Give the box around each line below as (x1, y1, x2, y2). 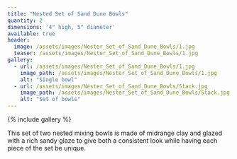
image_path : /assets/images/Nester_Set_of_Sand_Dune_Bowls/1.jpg (20, 69, 218, 76)
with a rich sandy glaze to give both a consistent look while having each (7, 136, 218, 145)
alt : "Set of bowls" (20, 96, 81, 103)
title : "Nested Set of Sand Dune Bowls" (7, 10, 129, 18)
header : (7, 37, 31, 44)
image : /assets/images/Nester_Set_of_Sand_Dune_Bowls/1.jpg (13, 43, 195, 50)
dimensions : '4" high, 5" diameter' (7, 23, 116, 30)
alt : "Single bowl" (20, 76, 78, 83)
